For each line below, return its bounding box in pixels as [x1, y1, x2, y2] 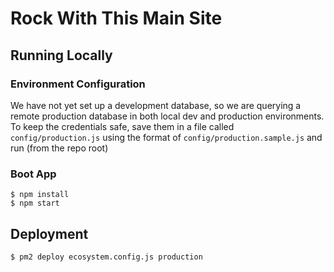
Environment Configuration [10, 77, 146, 91]
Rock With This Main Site [10, 7, 223, 30]
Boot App [10, 167, 57, 181]
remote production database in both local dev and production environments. [10, 110, 325, 122]
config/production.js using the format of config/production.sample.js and [10, 131, 323, 143]
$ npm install [10, 190, 70, 200]
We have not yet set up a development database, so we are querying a [10, 99, 302, 111]
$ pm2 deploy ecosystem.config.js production [10, 252, 203, 262]
